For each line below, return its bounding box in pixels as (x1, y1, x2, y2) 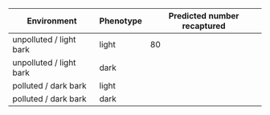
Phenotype (99, 15, 143, 27)
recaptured (182, 20, 227, 31)
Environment (27, 15, 78, 27)
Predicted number (168, 10, 239, 21)
